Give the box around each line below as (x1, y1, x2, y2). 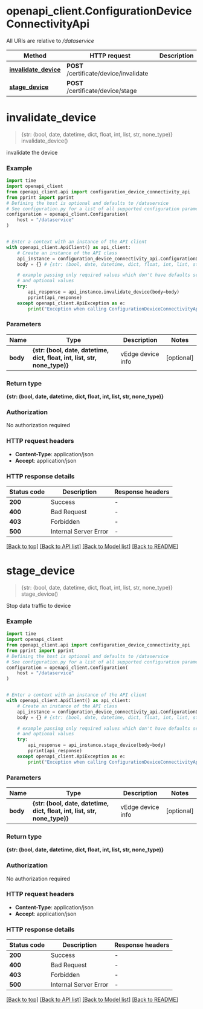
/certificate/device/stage (66, 86, 137, 95)
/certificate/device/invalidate (66, 69, 149, 77)
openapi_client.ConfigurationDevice (6, 4, 192, 18)
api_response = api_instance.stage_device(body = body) (28, 742, 166, 749)
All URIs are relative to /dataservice (6, 37, 95, 44)
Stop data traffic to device (6, 602, 71, 609)
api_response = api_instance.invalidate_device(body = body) (28, 289, 180, 295)
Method (23, 51, 47, 60)
